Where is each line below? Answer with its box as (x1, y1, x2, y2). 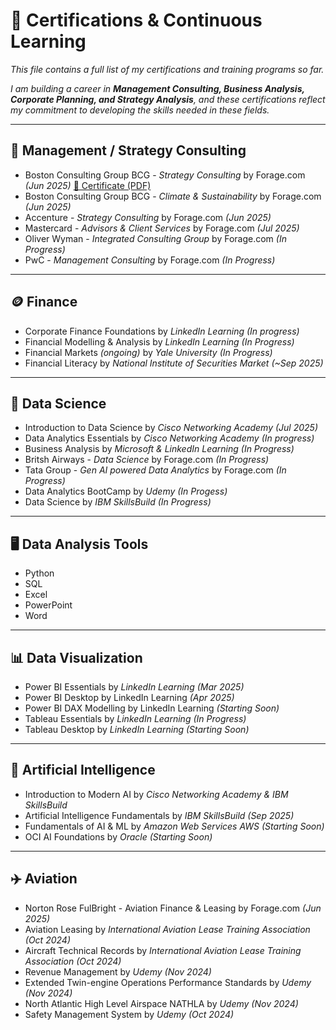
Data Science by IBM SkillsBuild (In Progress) (24, 496, 212, 508)
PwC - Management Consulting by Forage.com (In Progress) (24, 254, 276, 266)
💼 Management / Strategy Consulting (10, 142, 247, 159)
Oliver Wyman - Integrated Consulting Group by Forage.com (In (24, 232, 287, 244)
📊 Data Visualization (10, 649, 143, 666)
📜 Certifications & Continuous (10, 9, 263, 32)
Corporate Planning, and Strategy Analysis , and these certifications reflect (10, 93, 326, 105)
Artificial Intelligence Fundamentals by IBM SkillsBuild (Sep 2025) (24, 809, 295, 821)
